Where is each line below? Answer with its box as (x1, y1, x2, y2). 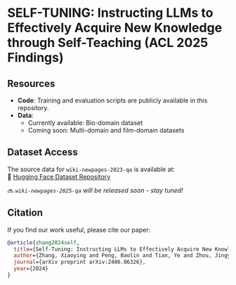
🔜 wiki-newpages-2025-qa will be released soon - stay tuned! (7, 186, 184, 194)
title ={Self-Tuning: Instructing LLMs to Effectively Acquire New (13, 246, 212, 253)
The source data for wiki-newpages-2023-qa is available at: (7, 165, 176, 173)
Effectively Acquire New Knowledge (7, 20, 223, 36)
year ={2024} (13, 265, 49, 272)
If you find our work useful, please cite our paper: (7, 225, 151, 234)
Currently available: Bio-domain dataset (27, 119, 143, 127)
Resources (7, 77, 55, 89)
